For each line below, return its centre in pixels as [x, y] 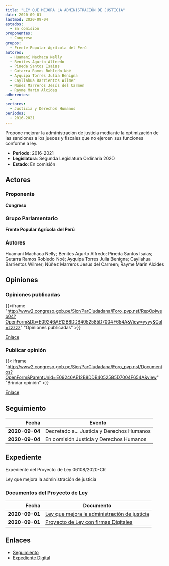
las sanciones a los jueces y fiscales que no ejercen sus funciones [74, 138]
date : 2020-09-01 [23, 15]
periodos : [16, 114]
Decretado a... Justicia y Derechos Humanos [98, 431]
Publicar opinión [26, 350]
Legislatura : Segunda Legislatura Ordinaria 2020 [64, 158]
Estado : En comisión [34, 164]
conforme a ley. [21, 143]
